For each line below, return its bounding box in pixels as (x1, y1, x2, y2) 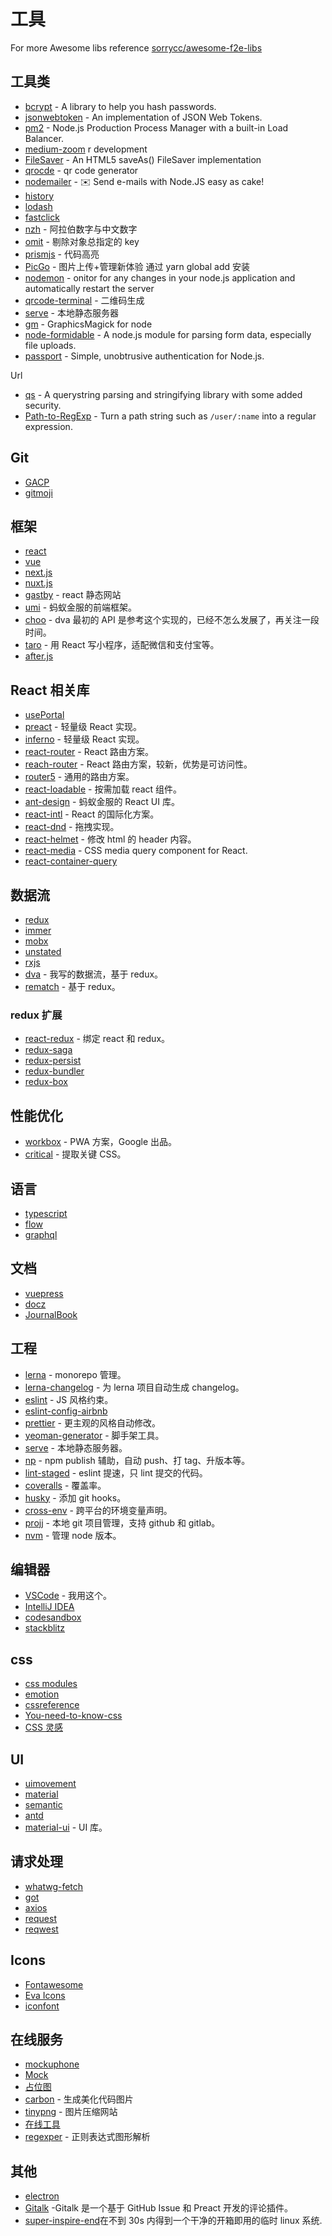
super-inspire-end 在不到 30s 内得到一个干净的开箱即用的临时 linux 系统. (24, 2215, 323, 2227)
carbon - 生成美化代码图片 (24, 2093, 134, 2105)
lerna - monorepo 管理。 (24, 1368, 127, 1380)
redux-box (24, 1076, 68, 1088)
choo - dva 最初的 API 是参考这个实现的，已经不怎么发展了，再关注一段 (24, 614, 320, 626)
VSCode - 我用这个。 (24, 1590, 113, 1602)
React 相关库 (10, 681, 90, 699)
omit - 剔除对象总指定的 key (24, 235, 140, 247)
